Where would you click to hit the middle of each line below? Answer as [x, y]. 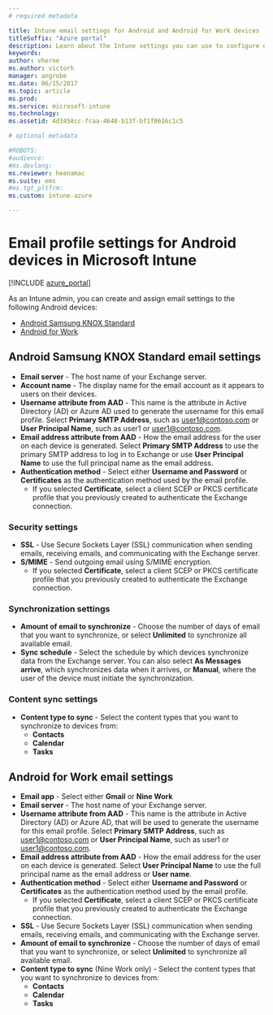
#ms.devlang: [30, 166]
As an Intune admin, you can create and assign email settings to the [122, 298]
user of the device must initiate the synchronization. [107, 678]
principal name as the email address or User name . [106, 875]
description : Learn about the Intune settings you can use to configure [134, 45]
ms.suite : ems [32, 181]
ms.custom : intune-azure [50, 196]
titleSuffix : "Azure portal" [58, 38]
